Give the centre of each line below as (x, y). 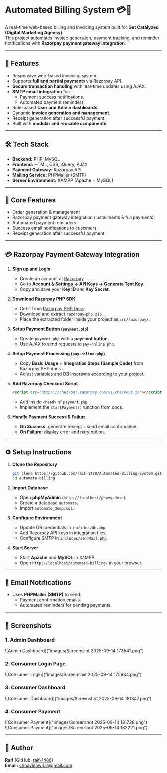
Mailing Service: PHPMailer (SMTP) (49, 175)
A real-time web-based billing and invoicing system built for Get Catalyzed (82, 27)
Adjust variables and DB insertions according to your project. (82, 374)
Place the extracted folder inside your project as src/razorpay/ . (85, 319)
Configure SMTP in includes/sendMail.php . (64, 538)
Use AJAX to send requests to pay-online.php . (67, 344)
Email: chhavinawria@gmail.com (39, 765)
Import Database (30, 488)
